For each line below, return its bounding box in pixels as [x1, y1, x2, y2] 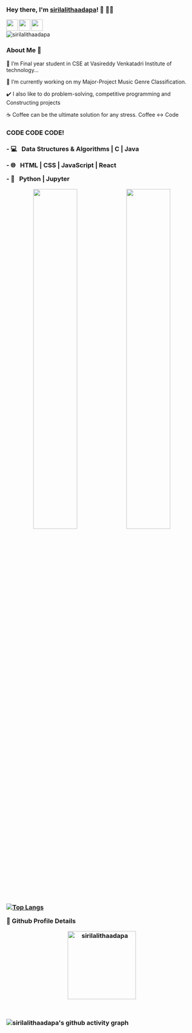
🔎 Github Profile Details [6, 917, 76, 925]
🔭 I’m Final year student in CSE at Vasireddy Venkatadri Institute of [6, 60, 172, 67]
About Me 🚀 [6, 46, 42, 54]
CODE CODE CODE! [6, 128, 65, 137]
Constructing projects [6, 99, 61, 106]
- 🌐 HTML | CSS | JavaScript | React [6, 160, 117, 169]
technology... [6, 66, 39, 73]
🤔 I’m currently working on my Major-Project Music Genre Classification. [6, 78, 187, 85]
